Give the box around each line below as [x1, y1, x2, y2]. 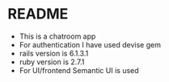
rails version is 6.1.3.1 [19, 48, 89, 58]
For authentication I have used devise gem [19, 39, 161, 49]
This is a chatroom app [19, 31, 96, 41]
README [7, 5, 69, 23]
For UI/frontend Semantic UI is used [19, 65, 139, 75]
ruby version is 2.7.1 [19, 57, 85, 67]
